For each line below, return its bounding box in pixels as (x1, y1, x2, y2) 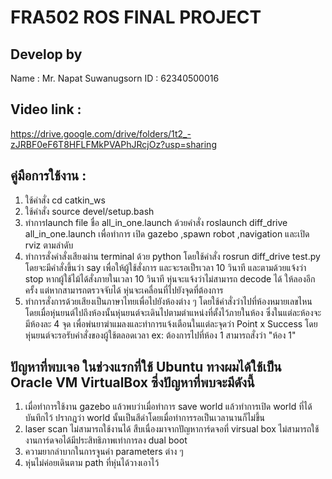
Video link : (10, 101, 82, 118)
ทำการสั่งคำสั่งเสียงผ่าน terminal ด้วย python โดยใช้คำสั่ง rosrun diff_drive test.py (24, 250, 321, 262)
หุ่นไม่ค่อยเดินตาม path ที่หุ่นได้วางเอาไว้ (24, 457, 160, 469)
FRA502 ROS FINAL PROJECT (10, 6, 262, 29)
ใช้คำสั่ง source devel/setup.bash (24, 205, 155, 217)
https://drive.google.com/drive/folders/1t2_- (10, 127, 192, 140)
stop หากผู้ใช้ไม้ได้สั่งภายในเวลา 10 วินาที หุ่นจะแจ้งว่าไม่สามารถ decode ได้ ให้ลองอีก (24, 272, 316, 285)
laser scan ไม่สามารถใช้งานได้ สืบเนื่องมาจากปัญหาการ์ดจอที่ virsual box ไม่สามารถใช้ (24, 423, 320, 435)
